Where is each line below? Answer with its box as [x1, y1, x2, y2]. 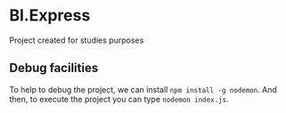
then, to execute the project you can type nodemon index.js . [9, 93, 229, 104]
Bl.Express [9, 5, 91, 26]
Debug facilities [9, 61, 99, 76]
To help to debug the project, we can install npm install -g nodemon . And [9, 84, 278, 94]
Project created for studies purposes [9, 35, 144, 45]
